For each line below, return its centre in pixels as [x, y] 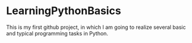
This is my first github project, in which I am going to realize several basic [96, 27]
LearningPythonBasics [64, 11]
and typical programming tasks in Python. [57, 33]
